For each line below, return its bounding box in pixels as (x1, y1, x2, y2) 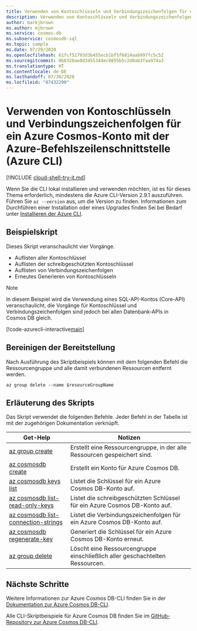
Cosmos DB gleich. (6, 314, 53, 321)
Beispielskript (6, 227, 58, 238)
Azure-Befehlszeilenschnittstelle (6, 142, 171, 155)
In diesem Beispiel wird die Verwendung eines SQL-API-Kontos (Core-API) (6, 296, 186, 303)
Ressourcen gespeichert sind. (70, 451, 152, 459)
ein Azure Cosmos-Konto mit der (6, 130, 169, 143)
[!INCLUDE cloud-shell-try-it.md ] (6, 174, 86, 181)
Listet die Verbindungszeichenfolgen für (70, 511, 181, 519)
